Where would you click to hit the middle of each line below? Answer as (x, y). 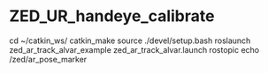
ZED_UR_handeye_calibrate (112, 16)
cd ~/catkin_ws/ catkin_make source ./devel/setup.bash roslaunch (130, 40)
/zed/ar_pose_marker (48, 59)
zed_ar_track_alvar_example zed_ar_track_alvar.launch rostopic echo (134, 49)
